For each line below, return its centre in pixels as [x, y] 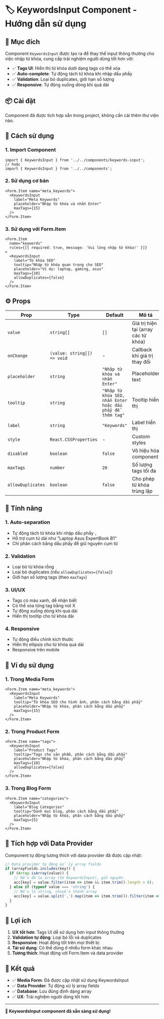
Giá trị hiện [144, 323]
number [57, 468]
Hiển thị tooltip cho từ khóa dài [43, 616]
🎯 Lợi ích [18, 920]
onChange [18, 355]
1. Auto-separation [28, 522]
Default [114, 315]
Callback [142, 350]
